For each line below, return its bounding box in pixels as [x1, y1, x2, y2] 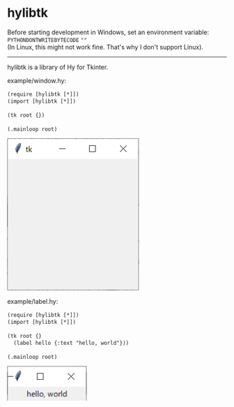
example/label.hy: [7, 297, 58, 305]
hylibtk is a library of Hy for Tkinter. [7, 63, 109, 71]
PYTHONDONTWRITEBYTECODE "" [7, 36, 87, 43]
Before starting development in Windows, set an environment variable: [7, 28, 210, 36]
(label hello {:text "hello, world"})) [13, 339, 130, 346]
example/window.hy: [7, 76, 67, 84]
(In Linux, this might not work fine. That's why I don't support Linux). [7, 43, 204, 51]
